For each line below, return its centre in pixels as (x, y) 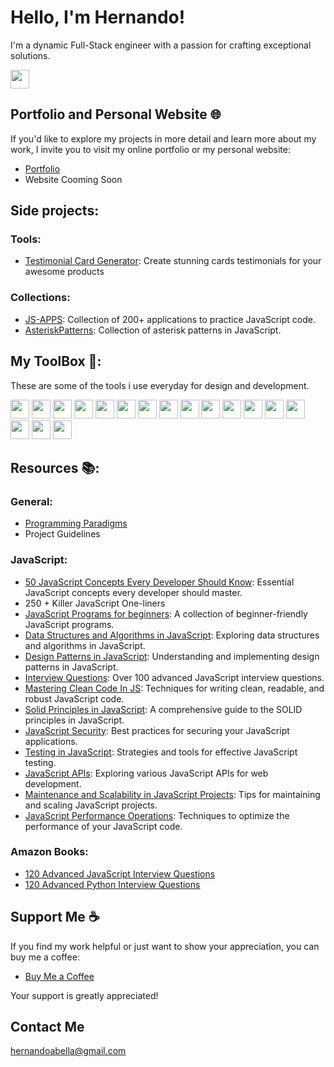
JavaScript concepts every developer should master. (133, 592)
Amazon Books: (49, 852)
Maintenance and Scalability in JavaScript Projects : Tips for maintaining (172, 794)
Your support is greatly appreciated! (84, 995)
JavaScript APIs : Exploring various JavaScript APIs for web (146, 773)
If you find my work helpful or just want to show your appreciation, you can (165, 946)
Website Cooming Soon (73, 179)
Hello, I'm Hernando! (98, 17)
